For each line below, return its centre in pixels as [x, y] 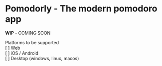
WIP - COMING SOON [28, 33]
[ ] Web [13, 48]
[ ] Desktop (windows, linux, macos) [42, 58]
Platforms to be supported [32, 42]
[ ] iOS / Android [22, 53]
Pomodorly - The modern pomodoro [81, 9]
